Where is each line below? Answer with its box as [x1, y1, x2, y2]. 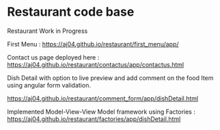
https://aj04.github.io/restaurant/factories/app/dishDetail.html [7, 114, 181, 123]
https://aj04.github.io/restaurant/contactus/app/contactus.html [7, 60, 184, 68]
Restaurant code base [7, 4, 135, 20]
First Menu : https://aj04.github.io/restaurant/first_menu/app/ [7, 40, 179, 48]
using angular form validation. [7, 81, 91, 89]
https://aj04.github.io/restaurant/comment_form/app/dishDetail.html [7, 94, 199, 103]
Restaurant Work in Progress [7, 27, 88, 35]
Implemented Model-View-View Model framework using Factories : [7, 107, 196, 116]
